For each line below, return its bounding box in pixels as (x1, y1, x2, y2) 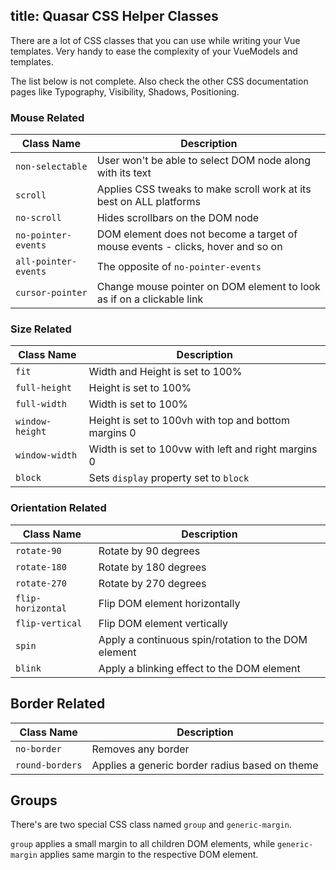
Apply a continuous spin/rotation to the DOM (98, 632, 308, 646)
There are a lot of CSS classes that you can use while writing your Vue (10, 34, 301, 46)
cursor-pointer (15, 287, 88, 299)
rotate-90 (15, 545, 62, 556)
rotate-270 (15, 577, 67, 589)
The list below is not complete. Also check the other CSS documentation (10, 75, 309, 87)
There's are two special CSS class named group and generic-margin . (10, 819, 292, 831)
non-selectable (15, 161, 88, 173)
